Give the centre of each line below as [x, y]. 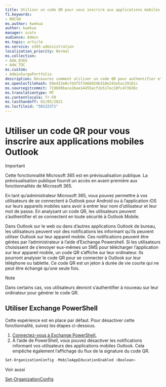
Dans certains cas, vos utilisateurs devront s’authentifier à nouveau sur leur [82, 287]
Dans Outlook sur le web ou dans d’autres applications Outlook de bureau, [81, 226]
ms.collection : [21, 56]
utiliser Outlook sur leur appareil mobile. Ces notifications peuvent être [77, 236]
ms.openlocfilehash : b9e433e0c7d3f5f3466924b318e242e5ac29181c [72, 83]
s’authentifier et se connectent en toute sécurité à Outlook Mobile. [72, 217]
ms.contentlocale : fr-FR [31, 97]
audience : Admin [22, 38]
